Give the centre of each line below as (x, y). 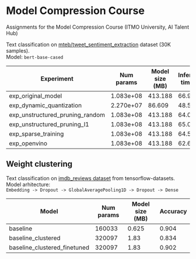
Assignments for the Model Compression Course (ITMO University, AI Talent (98, 27)
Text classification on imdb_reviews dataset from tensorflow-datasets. (90, 178)
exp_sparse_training (36, 134)
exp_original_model (36, 96)
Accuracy (173, 211)
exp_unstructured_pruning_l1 (49, 124)
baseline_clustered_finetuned (49, 247)
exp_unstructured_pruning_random (57, 115)
